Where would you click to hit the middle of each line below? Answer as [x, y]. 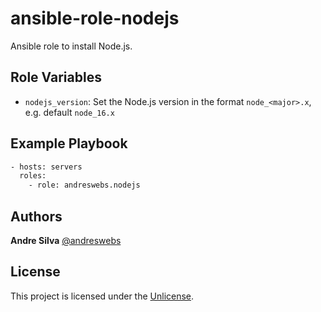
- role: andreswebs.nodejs [84, 185]
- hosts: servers [46, 167]
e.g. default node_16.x [69, 112]
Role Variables [56, 77]
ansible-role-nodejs [95, 18]
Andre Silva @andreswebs [66, 240]
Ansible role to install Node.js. [71, 46]
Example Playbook [69, 143]
